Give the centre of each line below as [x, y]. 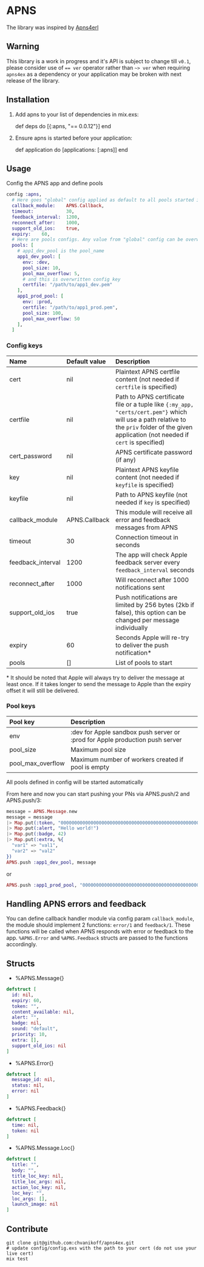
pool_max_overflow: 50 [51, 319]
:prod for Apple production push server [126, 740]
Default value [86, 361]
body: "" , [24, 1170]
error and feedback [143, 520]
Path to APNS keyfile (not [151, 495]
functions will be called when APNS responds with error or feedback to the [100, 932]
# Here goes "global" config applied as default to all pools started [103, 200]
